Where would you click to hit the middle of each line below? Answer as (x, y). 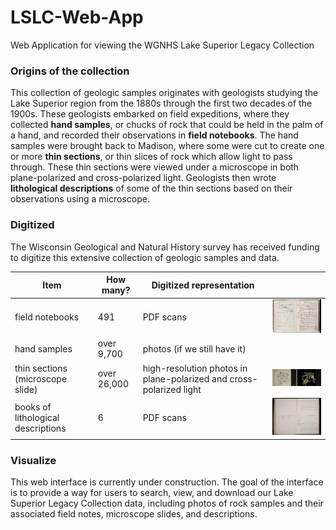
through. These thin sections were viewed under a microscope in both (155, 167)
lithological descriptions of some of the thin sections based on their (151, 188)
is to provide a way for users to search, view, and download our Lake (152, 493)
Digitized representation (203, 285)
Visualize (33, 460)
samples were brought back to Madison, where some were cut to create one (167, 146)
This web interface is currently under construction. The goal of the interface (167, 482)
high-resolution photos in (195, 368)
